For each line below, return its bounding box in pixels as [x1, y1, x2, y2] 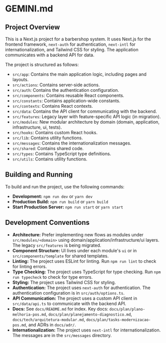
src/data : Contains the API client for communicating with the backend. [12, 108, 158, 114]
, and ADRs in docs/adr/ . [25, 322, 76, 328]
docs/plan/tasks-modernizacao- [86, 317, 151, 322]
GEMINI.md [5, 3, 53, 14]
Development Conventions [5, 218, 90, 227]
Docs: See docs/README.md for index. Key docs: [12, 306, 108, 312]
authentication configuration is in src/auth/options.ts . [12, 290, 125, 296]
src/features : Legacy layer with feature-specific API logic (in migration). [12, 114, 161, 120]
